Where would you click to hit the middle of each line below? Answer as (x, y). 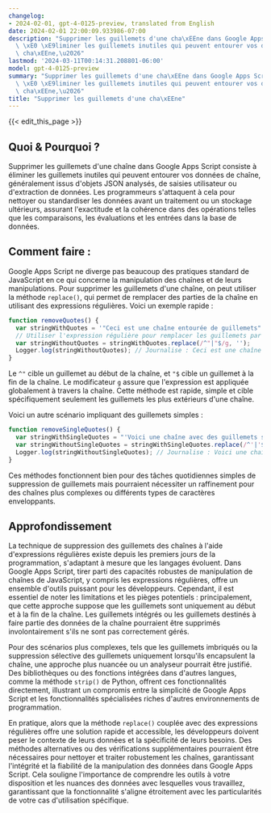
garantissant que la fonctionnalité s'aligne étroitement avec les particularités (135, 792)
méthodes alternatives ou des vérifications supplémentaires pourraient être (133, 749)
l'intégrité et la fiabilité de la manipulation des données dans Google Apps (131, 766)
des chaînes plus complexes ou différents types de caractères (112, 492)
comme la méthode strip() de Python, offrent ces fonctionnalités (118, 682)
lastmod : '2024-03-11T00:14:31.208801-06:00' (86, 61)
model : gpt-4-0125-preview (54, 69)
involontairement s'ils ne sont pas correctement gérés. (99, 632)
